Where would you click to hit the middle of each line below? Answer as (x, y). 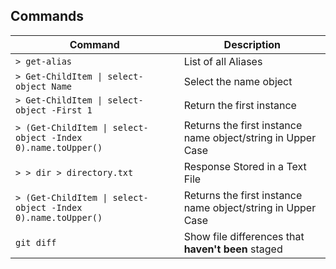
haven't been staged (233, 249)
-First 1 (72, 110)
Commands (47, 16)
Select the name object (238, 81)
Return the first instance (240, 105)
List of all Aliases (223, 61)
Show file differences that (244, 236)
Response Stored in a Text (245, 166)
